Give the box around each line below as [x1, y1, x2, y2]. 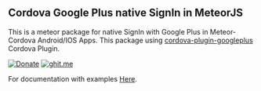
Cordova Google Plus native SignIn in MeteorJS [8, 6, 243, 20]
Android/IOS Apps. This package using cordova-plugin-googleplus [37, 35, 253, 45]
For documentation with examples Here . [8, 74, 137, 83]
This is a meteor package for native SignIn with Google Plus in [8, 27, 208, 36]
